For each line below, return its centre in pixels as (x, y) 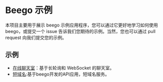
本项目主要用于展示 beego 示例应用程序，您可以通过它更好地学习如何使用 (82, 25)
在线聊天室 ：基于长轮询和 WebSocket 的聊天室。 (63, 67)
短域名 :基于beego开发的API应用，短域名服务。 (61, 74)
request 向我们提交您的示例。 (36, 37)
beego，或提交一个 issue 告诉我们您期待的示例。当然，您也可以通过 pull (80, 31)
